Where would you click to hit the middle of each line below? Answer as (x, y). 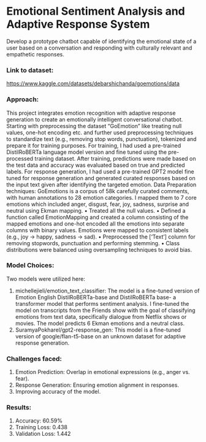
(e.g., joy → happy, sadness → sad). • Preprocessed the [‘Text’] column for (101, 237)
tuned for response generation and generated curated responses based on (101, 178)
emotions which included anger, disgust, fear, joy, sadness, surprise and (97, 204)
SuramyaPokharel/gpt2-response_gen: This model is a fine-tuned (98, 330)
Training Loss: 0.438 (41, 427)
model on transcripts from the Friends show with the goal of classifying (105, 310)
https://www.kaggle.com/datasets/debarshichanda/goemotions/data (93, 83)
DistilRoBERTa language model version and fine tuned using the (87, 152)
